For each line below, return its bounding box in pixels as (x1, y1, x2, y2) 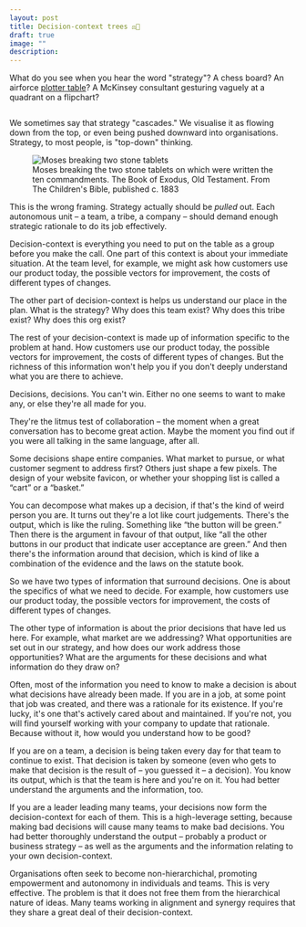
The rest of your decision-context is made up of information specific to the (9, 332, 290, 343)
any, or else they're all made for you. (9, 398, 147, 409)
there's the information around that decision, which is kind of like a (9, 549, 260, 560)
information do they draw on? (9, 661, 120, 672)
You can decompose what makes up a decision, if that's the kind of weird (9, 500, 285, 511)
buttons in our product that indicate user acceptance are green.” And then (9, 539, 287, 550)
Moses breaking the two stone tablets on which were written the (32, 164, 273, 175)
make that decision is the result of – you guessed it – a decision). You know (9, 764, 291, 776)
